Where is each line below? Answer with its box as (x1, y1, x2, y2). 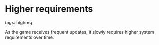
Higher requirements (5, 3, 93, 15)
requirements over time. (5, 34, 54, 40)
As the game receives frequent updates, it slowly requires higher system (5, 29, 154, 35)
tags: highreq (5, 20, 32, 25)
